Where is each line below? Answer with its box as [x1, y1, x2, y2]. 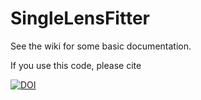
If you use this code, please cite [10, 59, 142, 71]
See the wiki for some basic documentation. [10, 40, 192, 52]
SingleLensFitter [10, 7, 150, 30]
